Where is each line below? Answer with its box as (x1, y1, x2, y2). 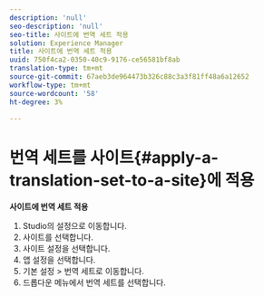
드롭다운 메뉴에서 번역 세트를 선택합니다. (22, 277, 166, 288)
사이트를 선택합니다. (22, 232, 93, 243)
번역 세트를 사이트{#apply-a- (9, 147, 220, 167)
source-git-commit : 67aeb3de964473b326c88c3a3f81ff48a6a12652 (9, 72, 249, 81)
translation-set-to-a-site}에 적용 (9, 169, 255, 190)
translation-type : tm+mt (9, 64, 103, 73)
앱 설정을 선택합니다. (22, 254, 96, 265)
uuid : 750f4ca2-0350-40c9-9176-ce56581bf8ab (9, 55, 181, 64)
